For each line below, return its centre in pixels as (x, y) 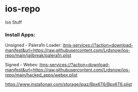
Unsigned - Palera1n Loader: (33, 45)
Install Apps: (20, 35)
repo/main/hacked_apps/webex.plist (41, 75)
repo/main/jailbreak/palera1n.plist (38, 55)
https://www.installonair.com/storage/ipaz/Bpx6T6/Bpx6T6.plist (69, 84)
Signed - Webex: (22, 65)
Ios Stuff (14, 22)
